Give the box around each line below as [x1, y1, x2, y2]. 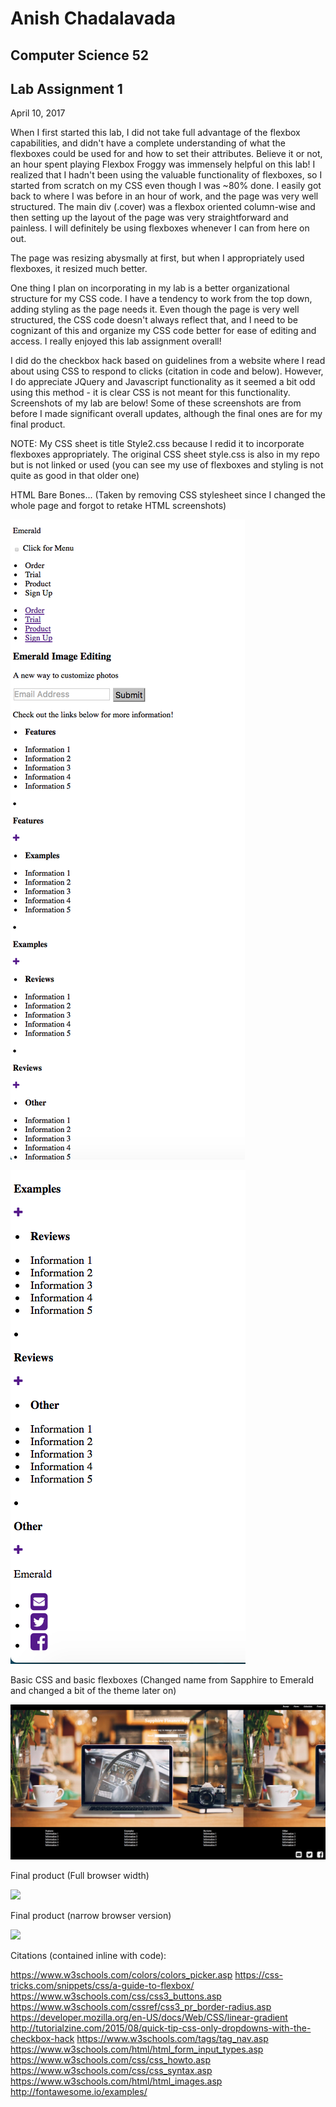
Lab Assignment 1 [10, 80, 123, 97]
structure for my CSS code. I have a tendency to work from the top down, [10, 293, 313, 305]
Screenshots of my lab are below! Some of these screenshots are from [10, 397, 302, 409]
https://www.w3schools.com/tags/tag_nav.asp [76, 2032, 269, 2044]
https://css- [234, 1968, 283, 1981]
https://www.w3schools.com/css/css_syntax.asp [10, 2064, 213, 2076]
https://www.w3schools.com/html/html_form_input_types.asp [10, 2043, 264, 2055]
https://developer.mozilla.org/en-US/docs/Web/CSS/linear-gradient [10, 2011, 288, 2023]
